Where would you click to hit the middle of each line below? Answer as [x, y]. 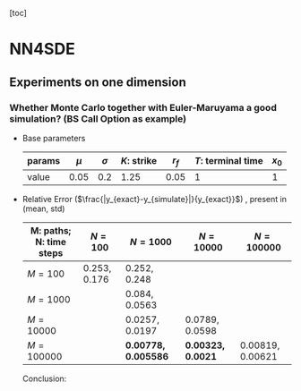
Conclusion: [44, 378]
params [43, 161]
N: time [51, 242]
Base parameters [54, 138]
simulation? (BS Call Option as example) [98, 118]
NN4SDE [43, 49]
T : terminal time [228, 161]
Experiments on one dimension [98, 82]
